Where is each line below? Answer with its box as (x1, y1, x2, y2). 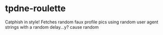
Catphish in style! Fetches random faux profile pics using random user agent (5, 19, 159, 25)
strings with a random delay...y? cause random (5, 24, 99, 30)
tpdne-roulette (5, 3, 66, 14)
